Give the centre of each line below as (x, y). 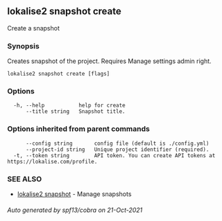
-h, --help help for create (70, 106)
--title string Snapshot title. (76, 112)
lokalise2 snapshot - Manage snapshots (74, 194)
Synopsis (23, 46)
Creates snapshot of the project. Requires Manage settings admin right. (109, 61)
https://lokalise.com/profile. (52, 161)
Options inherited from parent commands (79, 129)
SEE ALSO (25, 179)
